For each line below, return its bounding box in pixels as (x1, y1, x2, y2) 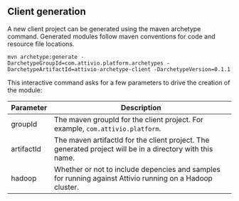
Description (120, 102, 161, 112)
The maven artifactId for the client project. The (53, 135, 210, 145)
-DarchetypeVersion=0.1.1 (154, 65, 231, 73)
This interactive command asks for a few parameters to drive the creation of (7, 78, 230, 87)
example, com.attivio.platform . (53, 124, 161, 134)
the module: (7, 85, 43, 94)
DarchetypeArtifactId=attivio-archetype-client (7, 65, 152, 73)
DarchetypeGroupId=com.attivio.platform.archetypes (7, 60, 164, 67)
